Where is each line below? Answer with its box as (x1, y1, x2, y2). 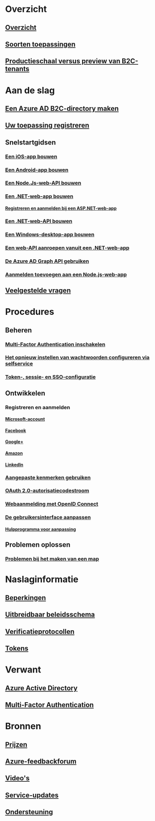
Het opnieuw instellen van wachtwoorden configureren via (5, 354, 150, 361)
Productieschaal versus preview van (5, 57, 121, 66)
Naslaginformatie (5, 574, 78, 585)
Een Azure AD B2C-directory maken (5, 104, 119, 113)
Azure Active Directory (5, 684, 78, 692)
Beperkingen (5, 594, 46, 602)
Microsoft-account (5, 416, 45, 422)
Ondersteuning (5, 808, 53, 817)
